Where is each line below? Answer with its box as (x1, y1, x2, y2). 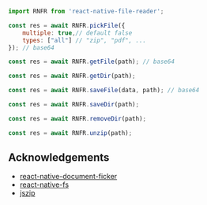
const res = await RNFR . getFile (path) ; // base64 (8, 58, 175, 66)
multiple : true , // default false (22, 28, 133, 37)
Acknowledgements (8, 151, 110, 165)
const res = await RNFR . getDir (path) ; (8, 72, 136, 80)
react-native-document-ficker (19, 172, 118, 181)
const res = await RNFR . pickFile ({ (8, 21, 126, 29)
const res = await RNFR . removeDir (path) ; (8, 114, 147, 122)
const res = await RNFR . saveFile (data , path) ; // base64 (8, 87, 200, 95)
